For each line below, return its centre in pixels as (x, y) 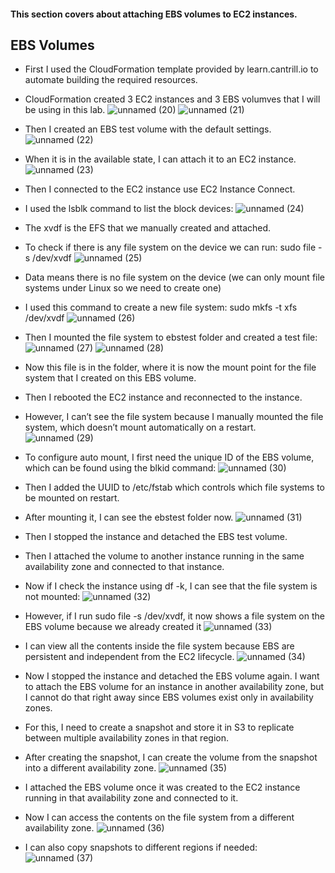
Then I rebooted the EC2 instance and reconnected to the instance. (163, 397)
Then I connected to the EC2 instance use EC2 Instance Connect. (160, 189)
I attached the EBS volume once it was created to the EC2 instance (162, 787)
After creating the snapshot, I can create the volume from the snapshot (171, 757)
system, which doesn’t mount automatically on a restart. (140, 427)
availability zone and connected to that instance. (124, 567)
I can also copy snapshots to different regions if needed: (141, 847)
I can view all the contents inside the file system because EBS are (159, 646)
